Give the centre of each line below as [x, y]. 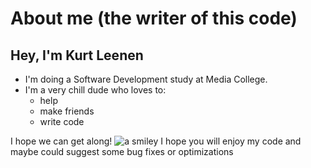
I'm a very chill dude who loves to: [95, 90]
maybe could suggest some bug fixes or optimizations [122, 151]
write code [62, 121]
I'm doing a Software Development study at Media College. [146, 79]
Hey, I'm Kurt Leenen [77, 55]
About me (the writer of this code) [154, 18]
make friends [67, 111]
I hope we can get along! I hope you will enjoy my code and [156, 141]
